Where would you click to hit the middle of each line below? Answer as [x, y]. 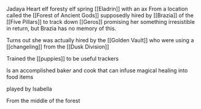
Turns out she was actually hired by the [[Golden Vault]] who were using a [100, 40]
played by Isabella [29, 89]
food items [20, 77]
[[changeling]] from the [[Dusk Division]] [58, 47]
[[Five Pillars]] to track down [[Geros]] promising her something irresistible [101, 22]
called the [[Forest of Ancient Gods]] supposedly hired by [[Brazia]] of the [100, 15]
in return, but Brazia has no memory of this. [61, 28]
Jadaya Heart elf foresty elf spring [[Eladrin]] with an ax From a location [97, 9]
